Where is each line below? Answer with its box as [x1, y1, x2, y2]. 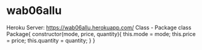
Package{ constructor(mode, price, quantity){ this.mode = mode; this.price [6, 30, 196, 37]
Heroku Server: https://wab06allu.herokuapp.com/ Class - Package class [6, 24, 192, 31]
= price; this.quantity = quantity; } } [6, 37, 96, 44]
